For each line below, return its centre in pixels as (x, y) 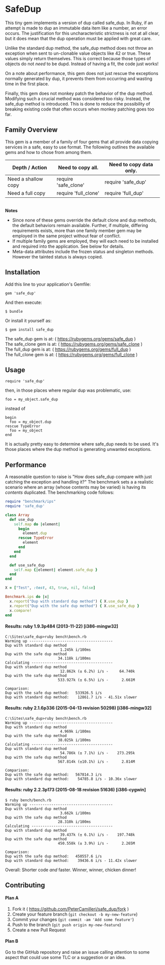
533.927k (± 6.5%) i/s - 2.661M (96, 680)
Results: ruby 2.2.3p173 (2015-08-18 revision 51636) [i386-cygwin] (76, 790)
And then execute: (24, 302)
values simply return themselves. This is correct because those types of (78, 58)
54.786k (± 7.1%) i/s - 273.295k (97, 753)
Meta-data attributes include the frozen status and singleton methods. (83, 251)
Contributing (25, 885)
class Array (17, 515)
